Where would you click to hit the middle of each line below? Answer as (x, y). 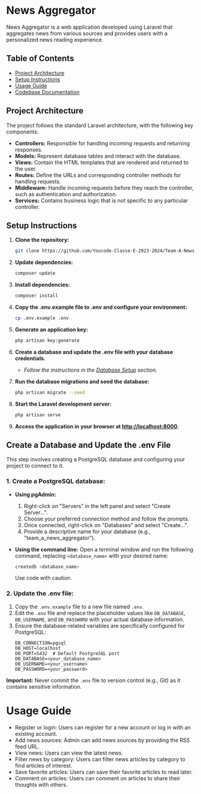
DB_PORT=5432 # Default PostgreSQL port (67, 653)
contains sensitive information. (44, 686)
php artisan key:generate (47, 340)
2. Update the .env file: (40, 594)
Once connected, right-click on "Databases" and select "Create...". (106, 525)
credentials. (30, 358)
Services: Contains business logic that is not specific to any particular (101, 200)
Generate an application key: (51, 329)
